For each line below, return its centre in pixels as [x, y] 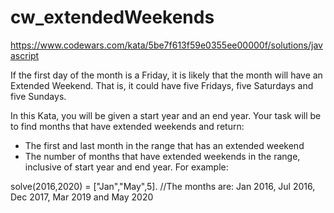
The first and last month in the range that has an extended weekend [164, 145]
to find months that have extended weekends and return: [127, 126]
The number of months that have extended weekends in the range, [162, 156]
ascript [25, 55]
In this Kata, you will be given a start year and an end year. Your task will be [166, 115]
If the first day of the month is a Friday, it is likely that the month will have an [166, 75]
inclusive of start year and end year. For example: [126, 167]
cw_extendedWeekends [112, 17]
